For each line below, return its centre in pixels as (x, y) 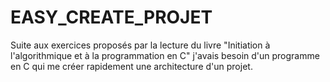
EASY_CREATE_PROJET (111, 17)
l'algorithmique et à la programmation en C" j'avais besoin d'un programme (165, 55)
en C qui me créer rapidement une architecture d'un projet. (131, 66)
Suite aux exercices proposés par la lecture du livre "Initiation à (140, 45)
